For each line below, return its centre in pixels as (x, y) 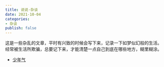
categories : (17, 19)
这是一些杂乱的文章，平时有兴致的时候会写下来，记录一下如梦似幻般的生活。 (83, 43)
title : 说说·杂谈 (22, 10)
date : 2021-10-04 (23, 14)
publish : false (21, 28)
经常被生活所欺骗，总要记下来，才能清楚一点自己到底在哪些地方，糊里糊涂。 (83, 49)
